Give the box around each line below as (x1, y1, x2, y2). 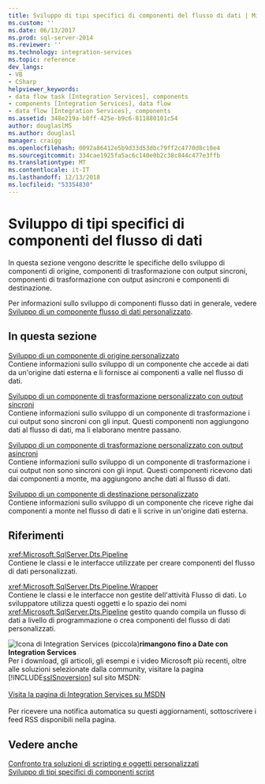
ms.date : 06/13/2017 (8, 26, 77, 34)
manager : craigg (8, 136, 62, 145)
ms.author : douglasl (8, 129, 77, 137)
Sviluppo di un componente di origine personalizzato (8, 350, 180, 360)
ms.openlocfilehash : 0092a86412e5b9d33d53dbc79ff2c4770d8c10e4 (8, 144, 221, 152)
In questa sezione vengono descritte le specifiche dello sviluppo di (8, 258, 226, 267)
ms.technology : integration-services (8, 48, 132, 56)
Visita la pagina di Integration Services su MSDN (8, 690, 166, 699)
